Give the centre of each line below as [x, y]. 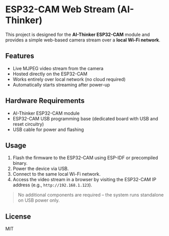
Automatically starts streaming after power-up [61, 84]
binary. [20, 163]
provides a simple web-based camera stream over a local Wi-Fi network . [83, 40]
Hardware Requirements [45, 101]
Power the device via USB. [41, 169]
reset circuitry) [28, 124]
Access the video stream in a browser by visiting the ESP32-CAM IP [84, 180]
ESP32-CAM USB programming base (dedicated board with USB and [86, 118]
